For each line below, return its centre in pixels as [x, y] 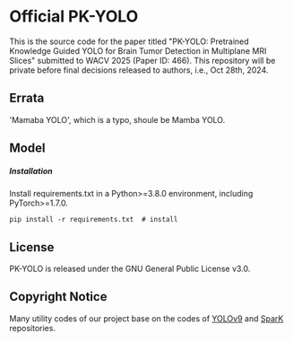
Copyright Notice [58, 297]
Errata [27, 98]
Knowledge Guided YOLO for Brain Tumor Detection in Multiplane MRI [138, 50]
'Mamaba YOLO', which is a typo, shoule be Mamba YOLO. [117, 119]
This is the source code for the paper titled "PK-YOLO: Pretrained [129, 41]
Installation [31, 171]
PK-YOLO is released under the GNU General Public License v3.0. [130, 268]
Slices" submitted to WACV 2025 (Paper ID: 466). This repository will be [142, 60]
